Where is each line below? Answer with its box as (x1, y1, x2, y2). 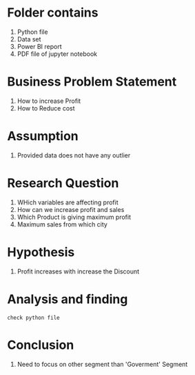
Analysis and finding (7, 291, 128, 307)
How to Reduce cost (17, 104, 75, 112)
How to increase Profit (17, 97, 81, 105)
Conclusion (7, 337, 74, 353)
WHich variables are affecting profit (17, 198, 119, 206)
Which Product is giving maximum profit (17, 213, 132, 221)
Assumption (7, 128, 79, 144)
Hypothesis (7, 244, 75, 260)
